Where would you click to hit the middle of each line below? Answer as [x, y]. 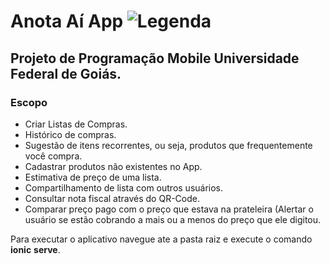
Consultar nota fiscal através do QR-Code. [112, 198]
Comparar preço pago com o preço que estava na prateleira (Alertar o [169, 209]
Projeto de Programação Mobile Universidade [155, 58]
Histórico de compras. [70, 134]
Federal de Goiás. [66, 73]
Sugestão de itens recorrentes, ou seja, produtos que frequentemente [168, 145]
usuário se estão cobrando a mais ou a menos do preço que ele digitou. [173, 219]
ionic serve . [35, 249]
